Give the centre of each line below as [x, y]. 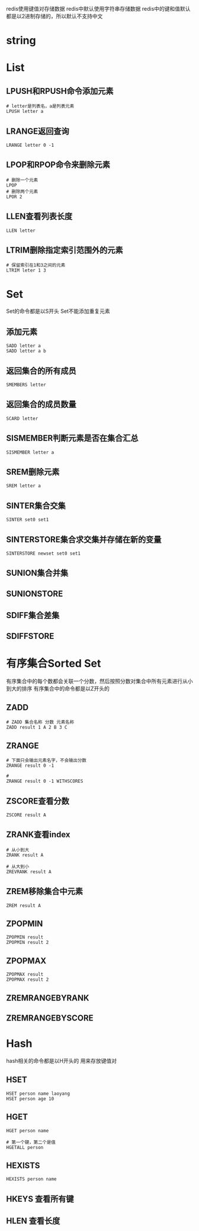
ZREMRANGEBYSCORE [50, 1018]
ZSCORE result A [26, 815]
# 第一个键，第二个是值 [31, 1142]
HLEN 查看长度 [33, 1221]
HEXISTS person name [32, 1179]
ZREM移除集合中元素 [45, 891]
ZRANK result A [25, 855]
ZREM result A [24, 905]
